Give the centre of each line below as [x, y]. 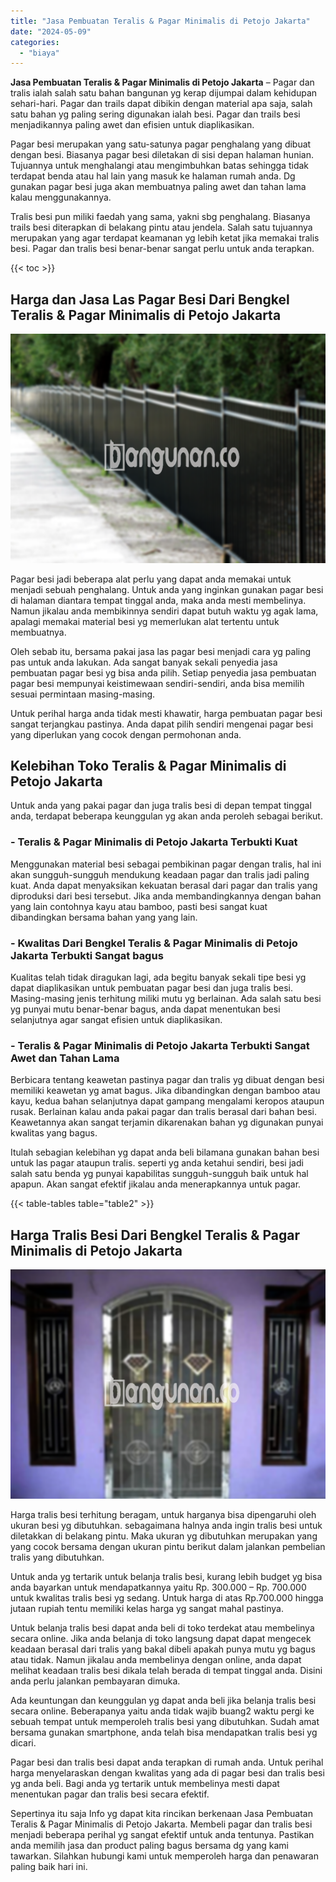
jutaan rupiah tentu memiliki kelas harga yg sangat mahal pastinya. [147, 1608]
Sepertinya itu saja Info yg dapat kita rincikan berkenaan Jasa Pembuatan [161, 1813]
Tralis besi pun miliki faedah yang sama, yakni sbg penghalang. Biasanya [160, 217]
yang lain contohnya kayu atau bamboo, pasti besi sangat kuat [139, 906]
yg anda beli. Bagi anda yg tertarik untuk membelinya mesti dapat [145, 1783]
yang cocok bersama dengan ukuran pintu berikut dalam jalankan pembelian [168, 1546]
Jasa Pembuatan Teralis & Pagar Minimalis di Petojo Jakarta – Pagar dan [162, 82]
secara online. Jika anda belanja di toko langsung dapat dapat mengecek [161, 1638]
